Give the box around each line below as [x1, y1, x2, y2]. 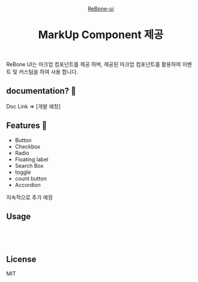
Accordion [14, 181, 41, 188]
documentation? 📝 [6, 86, 77, 96]
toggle [14, 168, 31, 176]
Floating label [14, 156, 49, 163]
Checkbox [14, 143, 41, 150]
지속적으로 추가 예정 [6, 194, 53, 201]
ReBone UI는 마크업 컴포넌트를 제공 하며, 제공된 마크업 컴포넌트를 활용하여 [6, 60, 181, 68]
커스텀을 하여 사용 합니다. [19, 68, 79, 75]
